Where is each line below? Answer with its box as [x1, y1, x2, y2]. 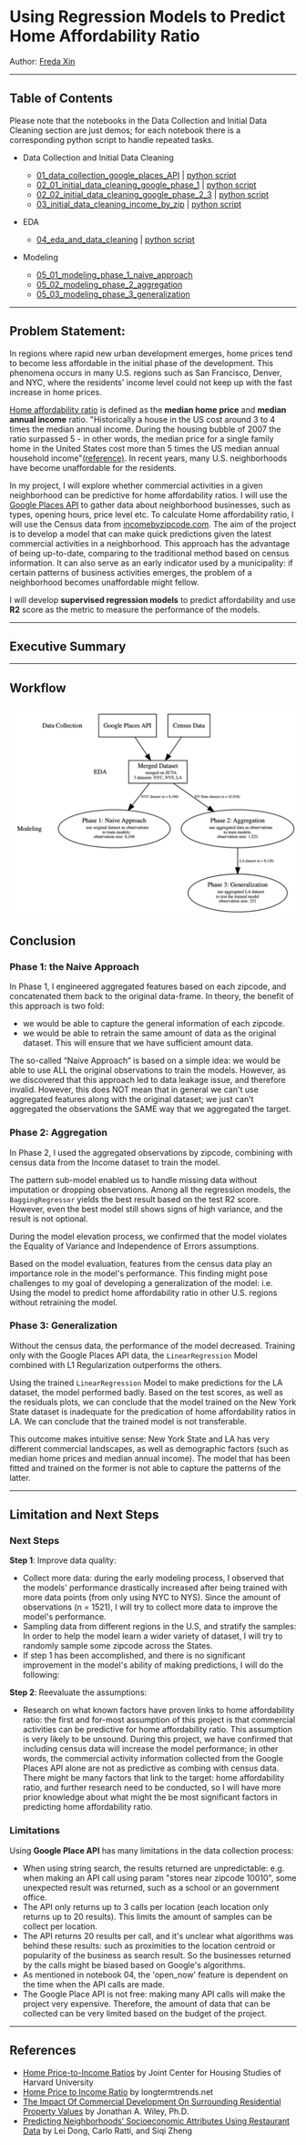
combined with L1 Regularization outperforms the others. [9, 1359, 222, 1370]
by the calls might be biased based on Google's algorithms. [22, 1959, 246, 1970]
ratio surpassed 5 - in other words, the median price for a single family [9, 433, 275, 444]
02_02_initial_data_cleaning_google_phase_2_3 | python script [36, 189, 270, 199]
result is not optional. [9, 1213, 88, 1224]
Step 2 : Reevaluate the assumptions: [9, 1687, 148, 1698]
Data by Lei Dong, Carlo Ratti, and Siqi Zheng [22, 2125, 193, 2136]
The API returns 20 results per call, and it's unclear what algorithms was [22, 1930, 294, 1941]
